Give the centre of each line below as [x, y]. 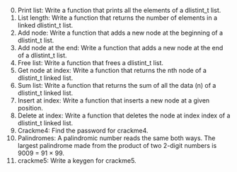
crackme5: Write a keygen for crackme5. [77, 161]
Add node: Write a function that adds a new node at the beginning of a [120, 33]
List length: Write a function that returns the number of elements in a [117, 18]
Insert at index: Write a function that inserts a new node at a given [114, 101]
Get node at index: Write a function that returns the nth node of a [112, 70]
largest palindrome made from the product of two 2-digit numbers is [117, 145]
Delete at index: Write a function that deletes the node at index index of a [124, 115]
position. [30, 108]
